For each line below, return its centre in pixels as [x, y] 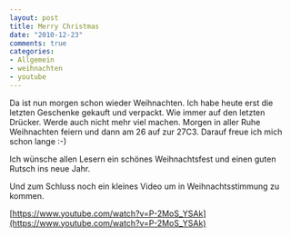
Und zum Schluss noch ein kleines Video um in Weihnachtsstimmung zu [145, 186]
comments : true [38, 43]
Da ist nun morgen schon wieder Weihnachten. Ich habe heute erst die [141, 103]
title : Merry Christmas [55, 26]
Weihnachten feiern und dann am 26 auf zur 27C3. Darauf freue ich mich [146, 132]
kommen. [27, 195]
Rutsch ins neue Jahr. [50, 168]
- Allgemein [32, 60]
